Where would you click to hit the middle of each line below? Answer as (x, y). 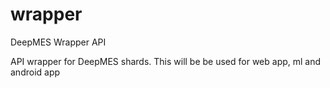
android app (35, 72)
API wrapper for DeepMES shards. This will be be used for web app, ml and (166, 61)
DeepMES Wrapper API (58, 42)
